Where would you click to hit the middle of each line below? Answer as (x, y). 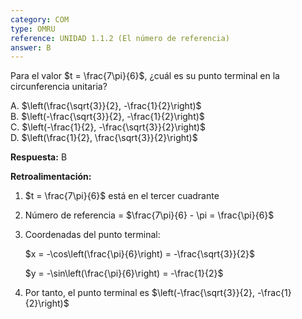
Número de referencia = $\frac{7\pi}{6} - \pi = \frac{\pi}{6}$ (149, 215)
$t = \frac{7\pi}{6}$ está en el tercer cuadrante (122, 196)
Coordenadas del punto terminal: (92, 235)
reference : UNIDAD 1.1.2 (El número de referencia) (120, 38)
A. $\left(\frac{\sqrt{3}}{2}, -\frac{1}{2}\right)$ (106, 106)
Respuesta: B (39, 157)
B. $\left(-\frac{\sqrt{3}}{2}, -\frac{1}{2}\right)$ (107, 117)
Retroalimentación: (51, 177)
